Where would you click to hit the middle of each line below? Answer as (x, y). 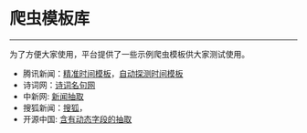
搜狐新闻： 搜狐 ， (55, 107)
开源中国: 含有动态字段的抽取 (77, 118)
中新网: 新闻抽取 (53, 96)
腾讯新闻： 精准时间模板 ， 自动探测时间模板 (103, 73)
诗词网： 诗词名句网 (59, 85)
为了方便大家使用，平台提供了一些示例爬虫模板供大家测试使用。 (129, 54)
